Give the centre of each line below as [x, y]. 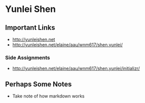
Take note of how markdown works [48, 96]
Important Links [30, 28]
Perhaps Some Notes [38, 84]
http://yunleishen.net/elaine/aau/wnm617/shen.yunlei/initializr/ [76, 69]
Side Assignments [28, 57]
